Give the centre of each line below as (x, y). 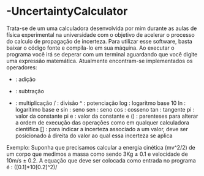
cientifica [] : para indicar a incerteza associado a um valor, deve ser (101, 129)
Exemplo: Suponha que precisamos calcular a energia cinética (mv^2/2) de (101, 147)
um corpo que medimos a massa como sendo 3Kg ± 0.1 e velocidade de (97, 154)
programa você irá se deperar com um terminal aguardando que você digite (102, 54)
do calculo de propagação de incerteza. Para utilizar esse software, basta (100, 41)
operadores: (22, 67)
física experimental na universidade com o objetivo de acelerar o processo (100, 34)
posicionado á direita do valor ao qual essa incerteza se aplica (94, 136)
